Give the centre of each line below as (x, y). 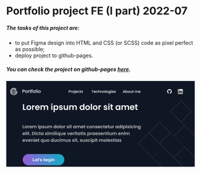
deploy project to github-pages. (54, 55)
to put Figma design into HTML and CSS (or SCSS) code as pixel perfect (104, 43)
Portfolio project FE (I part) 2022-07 (97, 11)
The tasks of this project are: (43, 27)
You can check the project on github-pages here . (68, 69)
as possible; (30, 50)
